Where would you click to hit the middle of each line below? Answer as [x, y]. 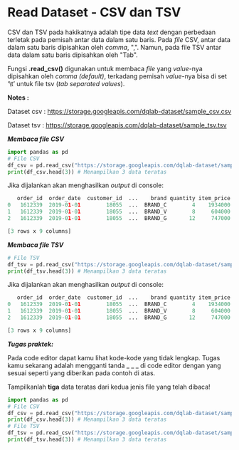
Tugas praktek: [31, 344]
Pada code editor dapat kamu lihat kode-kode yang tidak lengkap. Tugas [114, 357]
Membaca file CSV [36, 139]
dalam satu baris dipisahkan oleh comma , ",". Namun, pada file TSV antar [115, 47]
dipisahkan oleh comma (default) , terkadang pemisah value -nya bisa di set [117, 76]
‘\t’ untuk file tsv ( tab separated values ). [66, 83]
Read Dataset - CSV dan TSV [94, 12]
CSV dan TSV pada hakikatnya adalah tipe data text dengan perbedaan [112, 32]
